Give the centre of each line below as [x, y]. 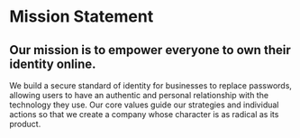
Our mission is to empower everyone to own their [150, 50]
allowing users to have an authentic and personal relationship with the [139, 95]
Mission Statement [82, 17]
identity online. [53, 64]
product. [25, 124]
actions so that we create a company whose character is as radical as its [144, 114]
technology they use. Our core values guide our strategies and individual [144, 105]
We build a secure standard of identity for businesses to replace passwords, [151, 86]
